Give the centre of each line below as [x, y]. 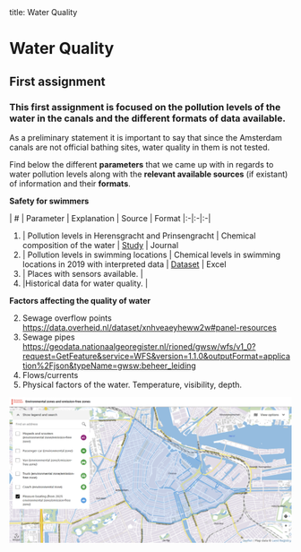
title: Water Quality [43, 12]
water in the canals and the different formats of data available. [148, 118]
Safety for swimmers [49, 201]
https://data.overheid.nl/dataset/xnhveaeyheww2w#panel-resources [150, 327]
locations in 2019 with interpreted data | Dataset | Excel [124, 264]
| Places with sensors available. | [82, 273]
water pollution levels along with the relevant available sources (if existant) [149, 174]
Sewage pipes [48, 337]
